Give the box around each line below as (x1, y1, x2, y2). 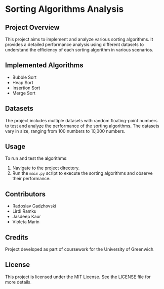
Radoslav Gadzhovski (12, 203, 57, 209)
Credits (5, 233, 29, 241)
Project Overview (5, 23, 60, 32)
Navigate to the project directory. (12, 165, 80, 171)
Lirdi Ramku (12, 208, 37, 214)
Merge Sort (12, 90, 36, 96)
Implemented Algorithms (5, 61, 84, 70)
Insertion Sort (12, 85, 41, 91)
